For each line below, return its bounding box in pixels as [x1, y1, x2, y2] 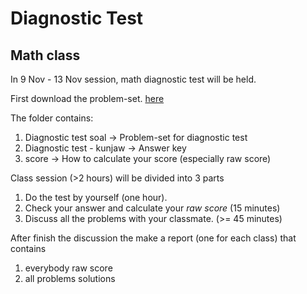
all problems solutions [24, 273, 116, 284]
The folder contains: [10, 112, 94, 124]
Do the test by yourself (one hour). [24, 192, 168, 203]
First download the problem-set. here [10, 93, 165, 104]
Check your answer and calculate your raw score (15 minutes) [24, 202, 281, 214]
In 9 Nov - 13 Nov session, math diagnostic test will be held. [10, 73, 257, 85]
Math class [10, 47, 81, 64]
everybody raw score [24, 262, 113, 274]
